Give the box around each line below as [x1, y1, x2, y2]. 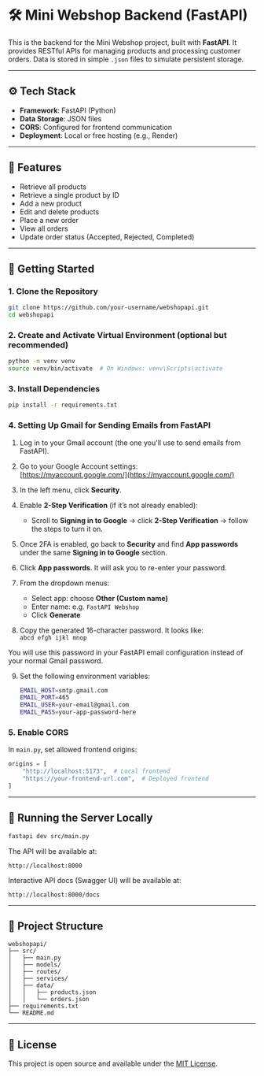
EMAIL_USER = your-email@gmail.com [19, 701, 130, 709]
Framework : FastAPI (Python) [19, 106, 116, 115]
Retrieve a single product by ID [19, 190, 119, 199]
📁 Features [8, 161, 62, 174]
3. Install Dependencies [8, 383, 101, 394]
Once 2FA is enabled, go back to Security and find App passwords [19, 539, 238, 548]
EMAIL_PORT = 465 [19, 694, 70, 702]
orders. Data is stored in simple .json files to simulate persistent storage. [8, 54, 244, 64]
